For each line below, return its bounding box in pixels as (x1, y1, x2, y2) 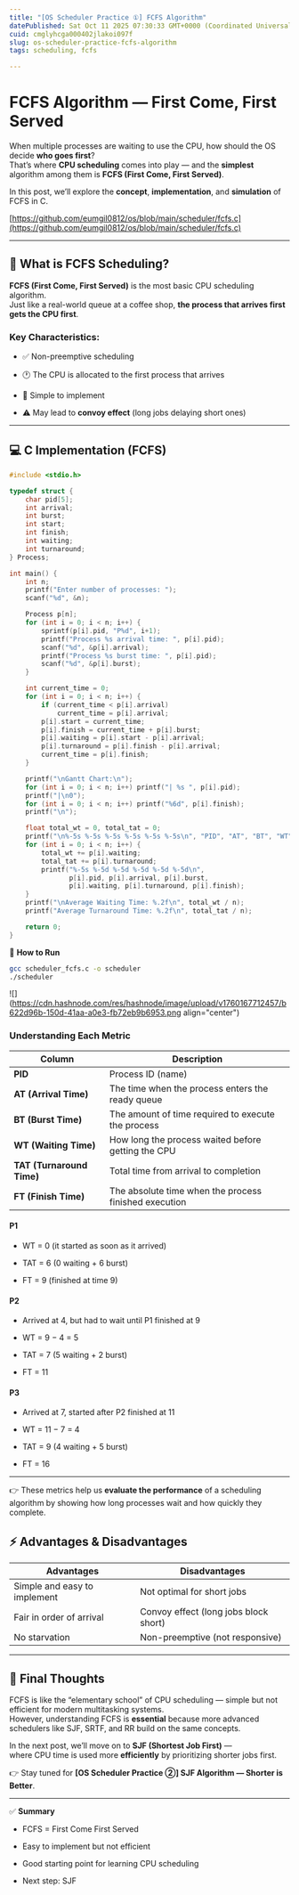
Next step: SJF (21, 1875, 77, 1886)
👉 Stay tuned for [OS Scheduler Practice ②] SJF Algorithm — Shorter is (9, 1768, 283, 1778)
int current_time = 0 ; (25, 684, 109, 693)
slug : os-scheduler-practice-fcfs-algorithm (9, 37, 177, 47)
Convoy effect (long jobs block (139, 1606, 269, 1618)
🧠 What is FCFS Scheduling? (9, 256, 170, 272)
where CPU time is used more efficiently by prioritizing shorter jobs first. (9, 1750, 278, 1761)
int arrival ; (25, 503, 74, 512)
